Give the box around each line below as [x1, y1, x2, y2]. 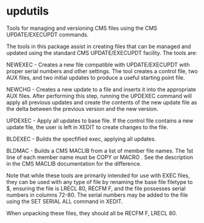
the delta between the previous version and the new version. [6, 105, 158, 112]
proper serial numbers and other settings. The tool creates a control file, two [6, 67, 198, 74]
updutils [6, 4, 49, 18]
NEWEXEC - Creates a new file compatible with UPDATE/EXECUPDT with [6, 61, 190, 68]
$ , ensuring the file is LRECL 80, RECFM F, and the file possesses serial [6, 185, 186, 192]
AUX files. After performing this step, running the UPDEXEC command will [6, 92, 192, 99]
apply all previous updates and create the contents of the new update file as [6, 99, 197, 106]
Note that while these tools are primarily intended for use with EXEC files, [6, 172, 191, 179]
